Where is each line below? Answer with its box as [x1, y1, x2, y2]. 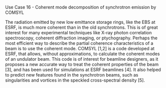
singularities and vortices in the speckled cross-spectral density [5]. [5, 77, 146, 83]
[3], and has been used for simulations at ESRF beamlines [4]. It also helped [5, 67, 161, 73]
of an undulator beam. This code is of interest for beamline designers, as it [5, 56, 159, 62]
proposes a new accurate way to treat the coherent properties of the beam [5, 62, 159, 67]
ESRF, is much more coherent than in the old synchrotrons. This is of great [5, 24, 158, 30]
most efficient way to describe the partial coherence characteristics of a [5, 40, 154, 46]
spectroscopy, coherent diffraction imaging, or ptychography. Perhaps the [5, 35, 158, 41]
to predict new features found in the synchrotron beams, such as [5, 72, 139, 78]
